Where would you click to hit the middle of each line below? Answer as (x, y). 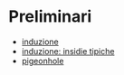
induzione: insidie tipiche (68, 51)
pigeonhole (43, 61)
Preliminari (50, 17)
